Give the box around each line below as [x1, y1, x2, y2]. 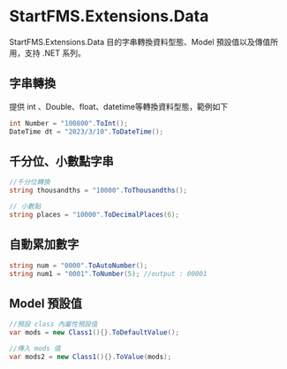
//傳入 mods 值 [9, 343, 61, 353]
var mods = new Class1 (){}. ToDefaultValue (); [9, 328, 179, 337]
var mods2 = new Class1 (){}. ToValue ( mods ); [9, 352, 172, 361]
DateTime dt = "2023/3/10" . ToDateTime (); [9, 127, 164, 136]
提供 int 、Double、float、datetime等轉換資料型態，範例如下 [9, 101, 228, 111]
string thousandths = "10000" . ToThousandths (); [9, 186, 188, 196]
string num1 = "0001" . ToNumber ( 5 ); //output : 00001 [9, 269, 208, 278]
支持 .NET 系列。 [24, 47, 86, 58]
